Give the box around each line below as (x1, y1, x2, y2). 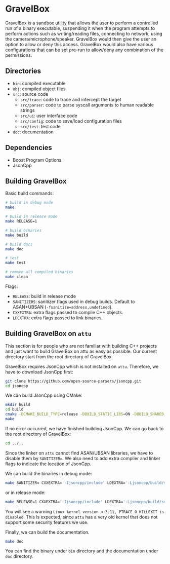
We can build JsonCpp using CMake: (5, 392, 82, 398)
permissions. (5, 52, 32, 58)
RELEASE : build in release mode (12, 293, 76, 299)
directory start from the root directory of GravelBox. (5, 353, 113, 360)
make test (5, 260, 26, 266)
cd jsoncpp (5, 383, 28, 388)
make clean (5, 274, 28, 279)
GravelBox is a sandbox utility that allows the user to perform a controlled (5, 20, 158, 26)
